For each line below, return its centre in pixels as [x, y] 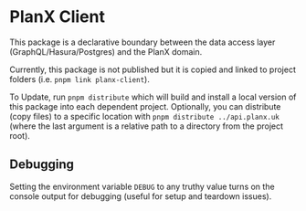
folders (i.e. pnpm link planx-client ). [80, 79]
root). [20, 135]
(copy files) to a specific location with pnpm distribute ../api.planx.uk [145, 116]
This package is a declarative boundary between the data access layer [142, 42]
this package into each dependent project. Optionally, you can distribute [145, 106]
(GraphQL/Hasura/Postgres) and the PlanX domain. [106, 51]
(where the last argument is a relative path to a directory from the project [147, 126]
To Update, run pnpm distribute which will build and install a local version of [153, 97]
